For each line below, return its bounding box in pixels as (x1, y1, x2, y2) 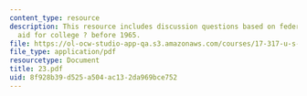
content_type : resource (9, 13, 101, 23)
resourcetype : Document (9, 56, 101, 65)
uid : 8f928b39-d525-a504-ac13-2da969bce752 (9, 73, 178, 82)
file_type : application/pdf (9, 48, 117, 57)
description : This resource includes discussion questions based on (9, 22, 276, 31)
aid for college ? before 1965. (17, 30, 142, 39)
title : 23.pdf (9, 65, 64, 74)
